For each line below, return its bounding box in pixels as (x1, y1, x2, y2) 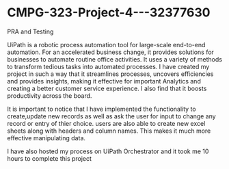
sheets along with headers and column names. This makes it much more (7, 127, 211, 135)
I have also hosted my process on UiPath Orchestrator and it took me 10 (7, 147, 209, 155)
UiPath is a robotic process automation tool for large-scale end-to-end (7, 40, 206, 49)
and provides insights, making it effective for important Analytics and (7, 77, 202, 85)
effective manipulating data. (7, 133, 86, 142)
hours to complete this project (7, 154, 92, 162)
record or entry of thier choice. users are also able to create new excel (7, 119, 206, 127)
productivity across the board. (7, 91, 92, 100)
